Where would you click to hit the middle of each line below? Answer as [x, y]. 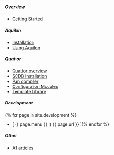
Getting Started [27, 19]
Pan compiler [25, 81]
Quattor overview [29, 71]
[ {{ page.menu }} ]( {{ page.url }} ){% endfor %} [61, 124]
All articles [23, 148]
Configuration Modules [35, 86]
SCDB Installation [29, 76]
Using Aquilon [26, 47]
